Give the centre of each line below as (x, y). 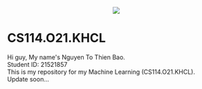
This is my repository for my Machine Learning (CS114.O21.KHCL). (101, 72)
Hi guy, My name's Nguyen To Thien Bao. (66, 57)
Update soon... (28, 79)
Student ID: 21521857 (37, 64)
